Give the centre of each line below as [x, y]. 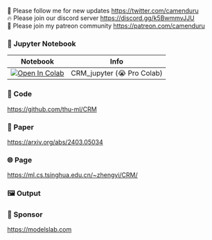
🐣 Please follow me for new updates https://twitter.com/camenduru [103, 11]
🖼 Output [24, 194]
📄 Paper [21, 127]
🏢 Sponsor [25, 214]
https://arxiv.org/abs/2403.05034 [55, 142]
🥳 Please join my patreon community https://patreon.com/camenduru [106, 26]
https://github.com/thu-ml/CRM [52, 109]
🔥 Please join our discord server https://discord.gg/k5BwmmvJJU [101, 18]
